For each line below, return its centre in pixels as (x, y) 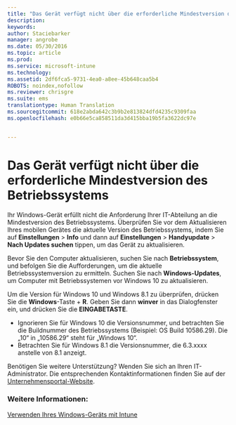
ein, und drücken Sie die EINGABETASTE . (67, 309)
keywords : (22, 27)
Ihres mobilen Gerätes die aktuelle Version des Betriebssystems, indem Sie (116, 230)
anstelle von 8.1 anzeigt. (52, 353)
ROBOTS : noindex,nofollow (45, 86)
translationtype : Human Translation (61, 105)
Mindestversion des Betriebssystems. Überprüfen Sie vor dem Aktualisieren (117, 222)
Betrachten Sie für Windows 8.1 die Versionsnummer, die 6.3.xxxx (112, 345)
